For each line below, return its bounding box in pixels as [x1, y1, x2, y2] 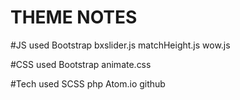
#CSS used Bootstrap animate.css [10, 58, 152, 70]
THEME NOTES [10, 6, 138, 29]
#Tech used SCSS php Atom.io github [10, 77, 166, 90]
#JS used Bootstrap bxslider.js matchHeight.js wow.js [10, 39, 231, 51]
